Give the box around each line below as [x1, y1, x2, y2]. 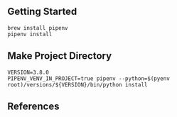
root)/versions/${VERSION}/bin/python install [7, 81, 148, 88]
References [7, 101, 60, 113]
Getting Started [7, 6, 77, 18]
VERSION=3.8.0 [7, 69, 50, 76]
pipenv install [7, 30, 53, 38]
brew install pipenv [7, 24, 69, 31]
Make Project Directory [7, 50, 112, 62]
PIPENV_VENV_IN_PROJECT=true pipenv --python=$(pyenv [7, 74, 171, 82]
